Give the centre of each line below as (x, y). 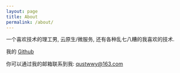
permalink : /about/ (30, 22)
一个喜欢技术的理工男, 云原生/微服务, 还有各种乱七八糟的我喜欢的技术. (90, 39)
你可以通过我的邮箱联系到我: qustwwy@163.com (64, 64)
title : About (22, 17)
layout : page (22, 11)
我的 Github (20, 52)
